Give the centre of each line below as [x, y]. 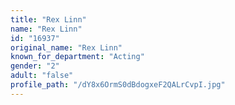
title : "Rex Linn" [48, 19]
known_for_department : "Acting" [77, 57]
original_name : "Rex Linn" [66, 47]
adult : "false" [42, 76]
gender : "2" [35, 66]
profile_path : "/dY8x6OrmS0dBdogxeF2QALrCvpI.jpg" [118, 85]
